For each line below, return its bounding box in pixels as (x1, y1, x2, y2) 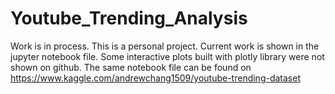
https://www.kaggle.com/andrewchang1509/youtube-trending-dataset (10, 72, 301, 84)
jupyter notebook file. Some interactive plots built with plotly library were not (10, 50, 325, 62)
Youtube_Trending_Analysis (10, 7, 248, 30)
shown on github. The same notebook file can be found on (10, 61, 252, 73)
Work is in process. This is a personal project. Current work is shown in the (10, 40, 320, 52)
